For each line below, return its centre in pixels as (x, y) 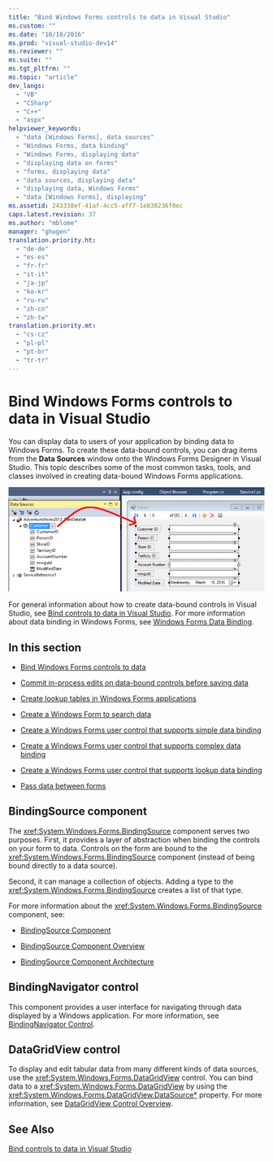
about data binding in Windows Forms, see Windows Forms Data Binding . (131, 622)
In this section (45, 648)
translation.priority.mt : (52, 326)
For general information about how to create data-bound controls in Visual (133, 605)
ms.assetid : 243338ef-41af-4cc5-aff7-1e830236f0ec (96, 206)
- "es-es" (32, 257)
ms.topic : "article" (43, 77)
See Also (31, 1129)
